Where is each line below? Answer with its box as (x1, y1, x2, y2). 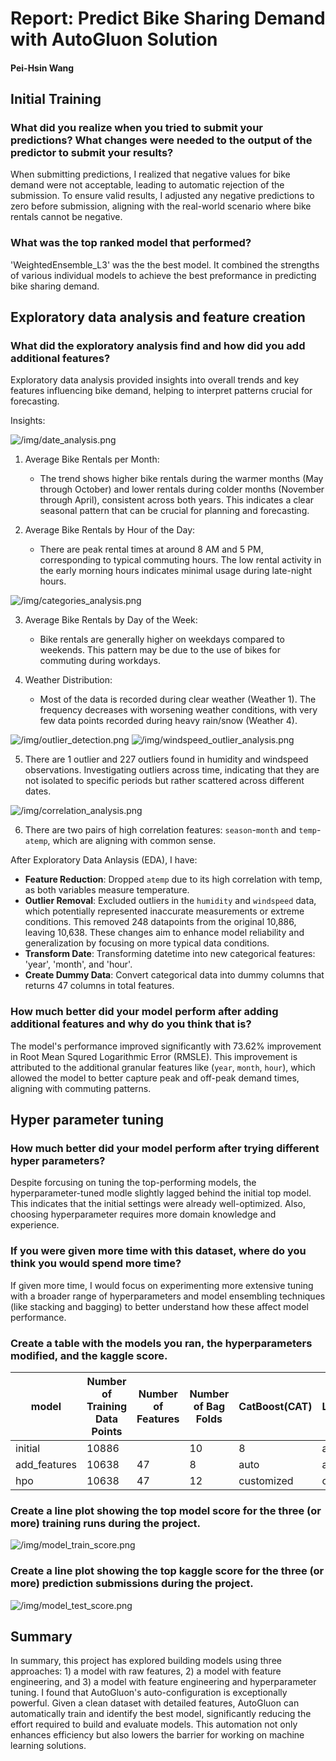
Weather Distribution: (24, 674, 113, 686)
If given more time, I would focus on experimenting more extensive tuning (10, 1279, 314, 1291)
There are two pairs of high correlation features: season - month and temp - (24, 824, 322, 836)
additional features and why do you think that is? (10, 1017, 252, 1031)
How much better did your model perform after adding (10, 1005, 279, 1019)
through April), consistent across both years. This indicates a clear (39, 494, 315, 506)
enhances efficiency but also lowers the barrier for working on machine (10, 1729, 305, 1741)
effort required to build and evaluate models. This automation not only (10, 1718, 298, 1731)
